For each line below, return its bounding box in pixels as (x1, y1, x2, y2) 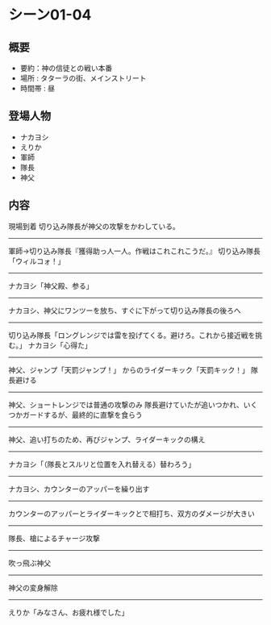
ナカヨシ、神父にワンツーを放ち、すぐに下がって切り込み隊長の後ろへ (8, 306, 242, 315)
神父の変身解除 (8, 582, 58, 592)
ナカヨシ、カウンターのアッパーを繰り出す (8, 484, 150, 494)
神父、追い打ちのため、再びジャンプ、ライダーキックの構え (8, 435, 206, 444)
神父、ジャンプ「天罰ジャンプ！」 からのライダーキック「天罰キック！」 (8, 365, 250, 374)
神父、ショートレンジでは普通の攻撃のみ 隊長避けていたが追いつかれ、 (8, 399, 244, 410)
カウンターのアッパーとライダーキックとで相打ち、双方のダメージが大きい (8, 508, 256, 519)
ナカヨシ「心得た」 (27, 340, 92, 350)
